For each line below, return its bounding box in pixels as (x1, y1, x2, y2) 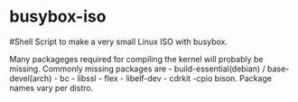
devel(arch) (9, 72, 52, 83)
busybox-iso (9, 6, 107, 27)
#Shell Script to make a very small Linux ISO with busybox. (9, 36, 228, 47)
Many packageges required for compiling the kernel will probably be (9, 53, 264, 64)
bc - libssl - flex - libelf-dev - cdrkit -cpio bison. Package (60, 72, 273, 83)
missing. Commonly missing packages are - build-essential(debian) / (9, 63, 266, 74)
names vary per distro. (9, 82, 94, 93)
